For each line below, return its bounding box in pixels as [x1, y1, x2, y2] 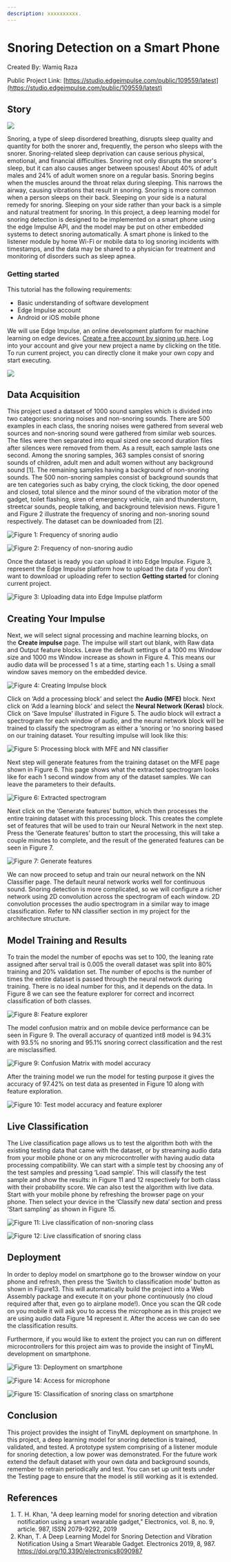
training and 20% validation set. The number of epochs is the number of [7, 968, 212, 976]
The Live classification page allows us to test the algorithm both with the [7, 1139, 213, 1147]
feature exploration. [7, 1087, 63, 1096]
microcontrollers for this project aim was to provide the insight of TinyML [7, 1342, 214, 1351]
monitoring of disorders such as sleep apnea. [7, 252, 136, 260]
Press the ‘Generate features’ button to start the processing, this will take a [7, 829, 220, 837]
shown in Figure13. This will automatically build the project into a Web [7, 1284, 205, 1293]
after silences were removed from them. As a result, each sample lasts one [7, 444, 219, 453]
